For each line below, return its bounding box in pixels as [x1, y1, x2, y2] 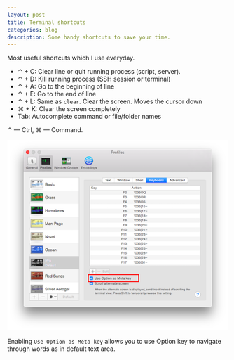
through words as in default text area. [7, 345, 116, 353]
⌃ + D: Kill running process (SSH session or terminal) [17, 75, 171, 84]
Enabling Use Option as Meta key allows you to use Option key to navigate [7, 337, 222, 345]
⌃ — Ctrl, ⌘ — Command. [7, 126, 83, 134]
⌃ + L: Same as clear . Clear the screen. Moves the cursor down [17, 97, 202, 105]
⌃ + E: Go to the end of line [17, 90, 97, 98]
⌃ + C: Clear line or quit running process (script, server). [17, 67, 181, 76]
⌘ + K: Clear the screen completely [17, 105, 121, 113]
